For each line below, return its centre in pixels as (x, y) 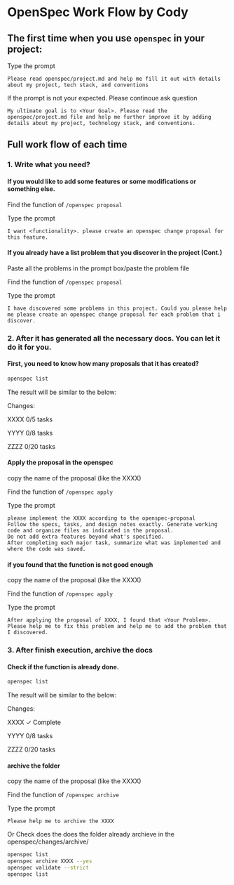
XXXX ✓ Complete (34, 722)
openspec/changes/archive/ (48, 842)
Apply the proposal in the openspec (60, 463)
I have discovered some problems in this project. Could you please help (117, 308)
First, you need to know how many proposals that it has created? (103, 364)
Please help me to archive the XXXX (61, 821)
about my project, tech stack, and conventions (78, 85)
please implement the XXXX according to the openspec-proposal (102, 518)
